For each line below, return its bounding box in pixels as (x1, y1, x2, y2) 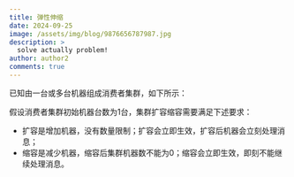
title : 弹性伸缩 (9, 12, 64, 22)
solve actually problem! (17, 46, 109, 55)
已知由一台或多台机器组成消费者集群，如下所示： (9, 88, 187, 98)
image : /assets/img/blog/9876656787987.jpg (9, 29, 172, 38)
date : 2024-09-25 (9, 21, 73, 30)
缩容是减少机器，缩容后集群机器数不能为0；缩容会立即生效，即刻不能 (21, 147, 275, 158)
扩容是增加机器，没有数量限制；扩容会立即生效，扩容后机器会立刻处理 (21, 125, 278, 135)
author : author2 (9, 54, 69, 63)
